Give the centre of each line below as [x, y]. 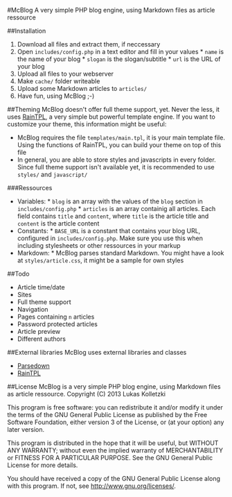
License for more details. [43, 465]
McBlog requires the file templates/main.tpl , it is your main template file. [121, 137]
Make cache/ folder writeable [59, 81]
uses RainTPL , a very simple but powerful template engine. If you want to [111, 117]
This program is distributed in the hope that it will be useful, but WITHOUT [113, 443]
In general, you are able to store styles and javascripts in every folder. [116, 160]
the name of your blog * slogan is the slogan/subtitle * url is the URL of [119, 59]
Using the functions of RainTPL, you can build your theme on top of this [119, 145]
